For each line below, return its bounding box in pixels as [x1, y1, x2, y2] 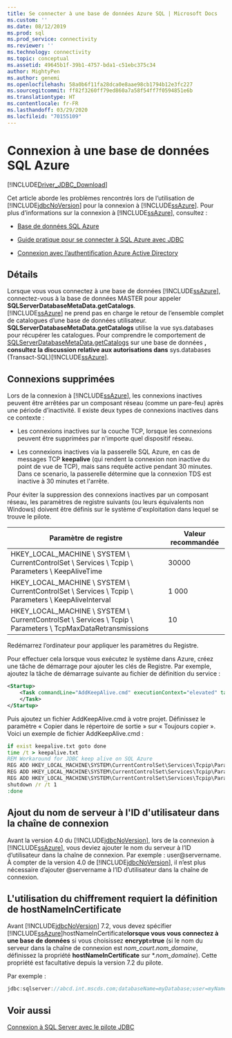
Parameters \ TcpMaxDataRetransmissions [10, 624, 149, 633]
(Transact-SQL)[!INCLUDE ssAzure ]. [7, 353, 109, 362]
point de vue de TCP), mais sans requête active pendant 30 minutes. [17, 463, 213, 471]
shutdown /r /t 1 [7, 781, 57, 788]
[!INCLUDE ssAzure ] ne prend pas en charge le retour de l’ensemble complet [7, 309, 224, 317]
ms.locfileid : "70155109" [7, 113, 81, 120]
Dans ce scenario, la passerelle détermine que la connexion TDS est [17, 470, 212, 478]
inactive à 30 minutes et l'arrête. [17, 477, 109, 485]
